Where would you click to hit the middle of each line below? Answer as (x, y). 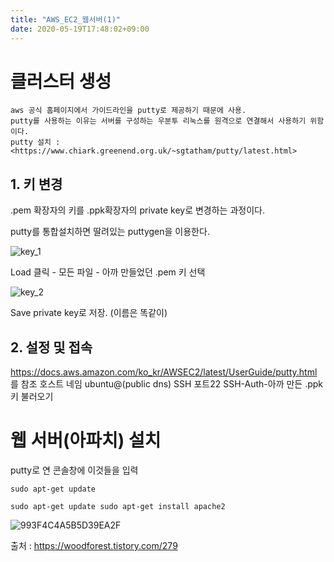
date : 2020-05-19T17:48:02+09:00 (80, 29)
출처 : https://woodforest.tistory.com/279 (94, 545)
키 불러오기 (32, 397)
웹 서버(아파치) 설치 (86, 440)
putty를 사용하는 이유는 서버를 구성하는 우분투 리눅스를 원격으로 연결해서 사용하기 (158, 121)
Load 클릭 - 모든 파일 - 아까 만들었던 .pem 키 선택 (108, 272)
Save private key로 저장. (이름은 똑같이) (89, 313)
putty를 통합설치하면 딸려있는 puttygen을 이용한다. (110, 232)
